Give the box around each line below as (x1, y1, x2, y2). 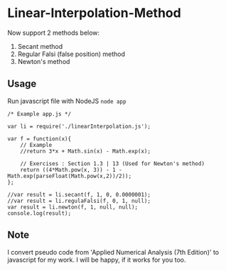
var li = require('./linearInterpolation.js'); (7, 123, 151, 130)
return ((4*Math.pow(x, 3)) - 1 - (20, 166, 122, 173)
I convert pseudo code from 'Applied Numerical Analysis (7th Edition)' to (7, 248, 219, 256)
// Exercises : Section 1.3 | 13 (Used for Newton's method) (20, 160, 205, 167)
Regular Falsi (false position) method (17, 50, 126, 58)
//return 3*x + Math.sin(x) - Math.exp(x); (20, 148, 151, 155)
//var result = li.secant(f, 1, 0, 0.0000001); (7, 191, 151, 198)
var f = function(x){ (7, 135, 72, 143)
